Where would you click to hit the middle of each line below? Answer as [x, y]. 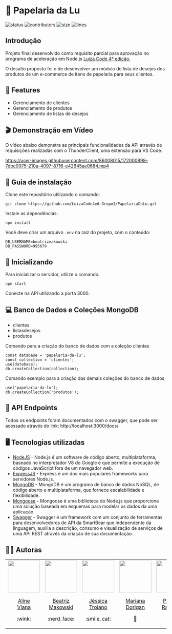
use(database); [21, 364]
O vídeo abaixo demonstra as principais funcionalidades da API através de [84, 145]
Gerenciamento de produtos [42, 108]
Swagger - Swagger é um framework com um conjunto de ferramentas [88, 517]
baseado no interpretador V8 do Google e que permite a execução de [86, 463]
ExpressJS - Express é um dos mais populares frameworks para [80, 474]
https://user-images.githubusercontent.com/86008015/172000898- [77, 161]
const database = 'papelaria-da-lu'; [46, 355]
